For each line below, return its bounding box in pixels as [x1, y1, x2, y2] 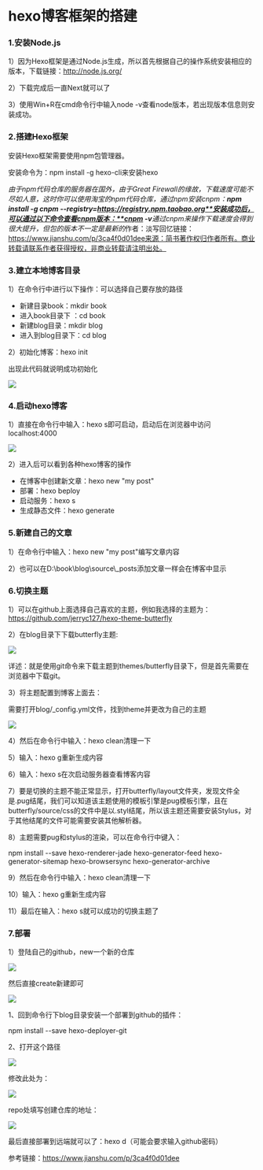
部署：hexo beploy [19, 486, 81, 496]
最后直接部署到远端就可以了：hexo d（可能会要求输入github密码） [8, 1137, 223, 1146]
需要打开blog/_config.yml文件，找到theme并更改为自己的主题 [8, 704, 206, 713]
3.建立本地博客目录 [8, 265, 81, 276]
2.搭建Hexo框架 [8, 131, 69, 143]
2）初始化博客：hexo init [8, 347, 88, 357]
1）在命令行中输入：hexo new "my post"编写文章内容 [8, 546, 180, 556]
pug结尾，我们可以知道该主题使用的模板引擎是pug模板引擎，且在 [16, 796, 228, 805]
